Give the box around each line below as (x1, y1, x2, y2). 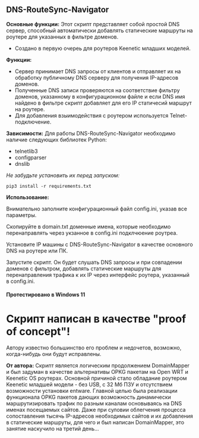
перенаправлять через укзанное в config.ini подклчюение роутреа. (6, 229, 178, 237)
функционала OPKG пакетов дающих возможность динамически (6, 393, 171, 401)
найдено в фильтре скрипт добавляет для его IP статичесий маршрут (14, 99, 192, 106)
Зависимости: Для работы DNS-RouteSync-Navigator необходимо (6, 130, 176, 137)
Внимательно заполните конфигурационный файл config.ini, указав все (6, 205, 187, 212)
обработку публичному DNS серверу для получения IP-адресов (14, 74, 179, 81)
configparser (14, 154, 47, 161)
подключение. (14, 118, 52, 125)
